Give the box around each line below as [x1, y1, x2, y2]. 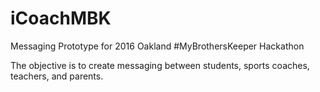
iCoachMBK [10, 7, 112, 30]
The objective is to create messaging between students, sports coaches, [10, 59, 310, 71]
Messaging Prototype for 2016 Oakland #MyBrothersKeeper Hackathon [10, 40, 305, 52]
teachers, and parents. [10, 70, 104, 82]
